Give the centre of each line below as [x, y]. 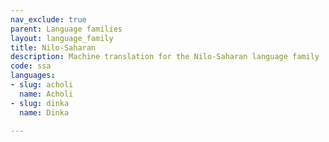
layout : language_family [62, 38]
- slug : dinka [40, 103]
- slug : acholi [42, 85]
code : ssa [31, 66]
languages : [33, 76]
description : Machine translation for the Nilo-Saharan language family [165, 57]
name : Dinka [44, 112]
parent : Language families [66, 29]
